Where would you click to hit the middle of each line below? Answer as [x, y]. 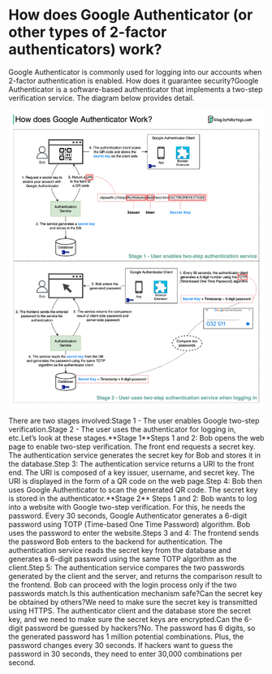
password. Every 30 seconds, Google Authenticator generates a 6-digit [128, 516]
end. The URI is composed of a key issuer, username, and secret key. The [132, 472]
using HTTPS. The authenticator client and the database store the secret [130, 611]
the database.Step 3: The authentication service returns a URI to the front [131, 464]
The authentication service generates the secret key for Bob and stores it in [135, 455]
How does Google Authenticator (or [131, 15]
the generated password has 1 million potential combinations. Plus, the [126, 637]
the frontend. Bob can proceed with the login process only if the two [123, 585]
